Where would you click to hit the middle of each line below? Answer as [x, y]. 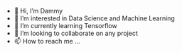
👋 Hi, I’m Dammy [38, 11]
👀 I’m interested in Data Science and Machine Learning [95, 18]
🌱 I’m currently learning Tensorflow [65, 26]
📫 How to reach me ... [47, 41]
